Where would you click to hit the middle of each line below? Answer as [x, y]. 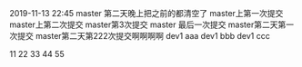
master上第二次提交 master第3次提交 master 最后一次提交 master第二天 [144, 24]
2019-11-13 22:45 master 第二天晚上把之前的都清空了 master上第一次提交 [146, 13]
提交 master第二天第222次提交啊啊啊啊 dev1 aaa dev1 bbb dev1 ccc [143, 36]
